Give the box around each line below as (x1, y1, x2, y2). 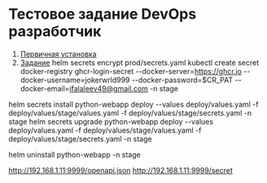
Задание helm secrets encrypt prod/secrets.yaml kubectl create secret (20, 58, 259, 68)
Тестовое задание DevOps (8, 5, 197, 24)
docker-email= (20, 83, 70, 94)
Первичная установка (20, 49, 97, 59)
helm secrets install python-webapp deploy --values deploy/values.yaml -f (8, 99, 259, 109)
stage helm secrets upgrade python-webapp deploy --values (8, 116, 214, 126)
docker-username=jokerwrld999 (20, 75, 130, 85)
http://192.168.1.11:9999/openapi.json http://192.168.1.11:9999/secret (8, 165, 234, 175)
